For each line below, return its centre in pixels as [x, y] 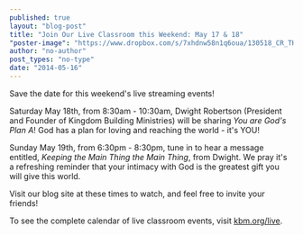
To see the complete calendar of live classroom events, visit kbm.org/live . [146, 221]
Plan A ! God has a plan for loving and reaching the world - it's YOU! [134, 130]
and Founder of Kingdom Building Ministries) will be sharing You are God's [148, 120]
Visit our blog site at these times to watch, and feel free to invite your [137, 194]
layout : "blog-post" [48, 26]
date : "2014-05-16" [46, 68]
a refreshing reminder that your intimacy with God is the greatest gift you [144, 167]
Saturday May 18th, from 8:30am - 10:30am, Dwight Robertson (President [146, 111]
